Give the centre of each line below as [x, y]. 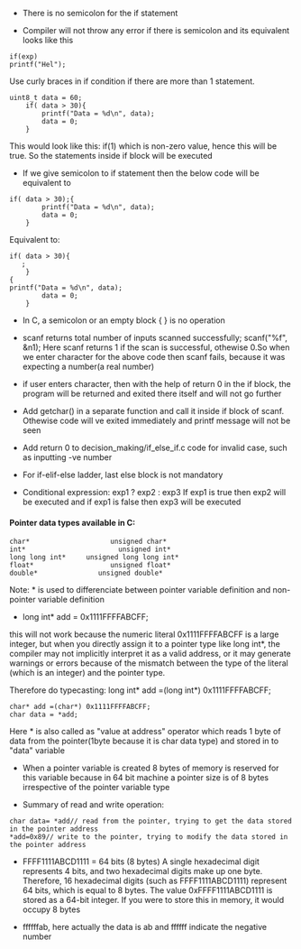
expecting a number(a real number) [88, 366]
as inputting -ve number [67, 457]
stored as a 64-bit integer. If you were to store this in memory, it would [153, 900]
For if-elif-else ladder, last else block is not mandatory [123, 474]
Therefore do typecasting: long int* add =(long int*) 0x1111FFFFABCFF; [141, 690]
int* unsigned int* [90, 549]
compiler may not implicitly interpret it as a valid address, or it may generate [150, 654]
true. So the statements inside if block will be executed [111, 156]
